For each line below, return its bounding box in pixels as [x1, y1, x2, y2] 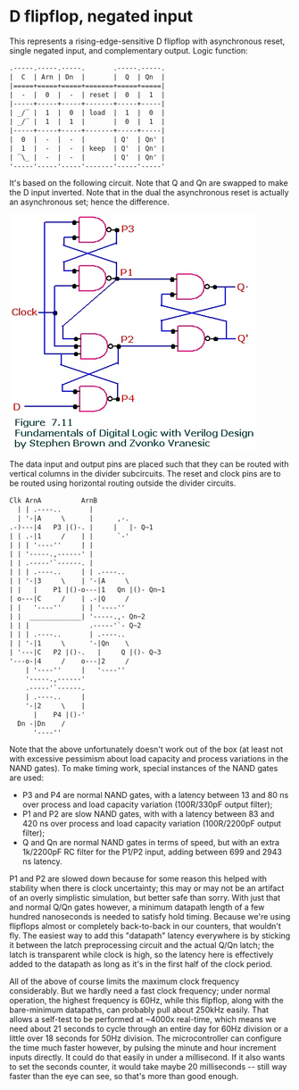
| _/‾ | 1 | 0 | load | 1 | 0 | [9, 108, 166, 117]
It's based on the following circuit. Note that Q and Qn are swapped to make [9, 177, 288, 188]
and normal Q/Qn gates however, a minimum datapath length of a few [9, 902, 265, 912]
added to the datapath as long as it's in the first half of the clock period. [9, 958, 273, 969]
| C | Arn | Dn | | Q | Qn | [9, 72, 166, 81]
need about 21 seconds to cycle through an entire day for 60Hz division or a [9, 1023, 288, 1034]
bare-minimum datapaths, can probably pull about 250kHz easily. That [9, 1004, 270, 1015]
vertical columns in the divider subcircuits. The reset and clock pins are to [9, 468, 281, 478]
